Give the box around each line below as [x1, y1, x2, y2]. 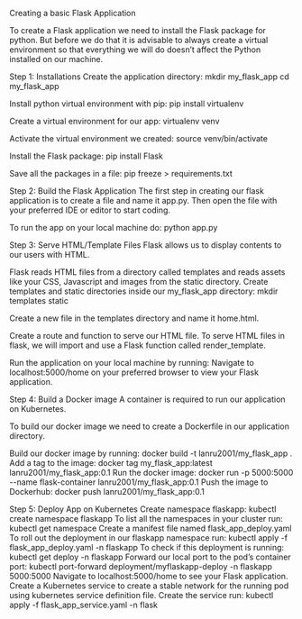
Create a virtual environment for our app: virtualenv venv [9, 116, 220, 126]
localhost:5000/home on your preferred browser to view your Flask [9, 367, 260, 378]
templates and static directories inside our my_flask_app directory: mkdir [9, 286, 279, 296]
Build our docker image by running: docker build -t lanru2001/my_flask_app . [9, 448, 293, 459]
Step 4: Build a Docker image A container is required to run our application [9, 394, 286, 405]
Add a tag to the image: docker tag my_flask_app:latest [9, 458, 214, 468]
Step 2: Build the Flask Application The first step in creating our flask [9, 186, 264, 196]
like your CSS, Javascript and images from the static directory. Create [9, 277, 269, 287]
